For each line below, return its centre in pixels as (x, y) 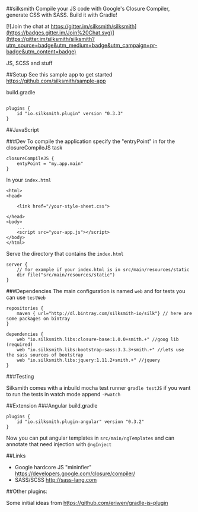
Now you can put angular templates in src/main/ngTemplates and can (90, 438)
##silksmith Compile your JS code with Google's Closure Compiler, (88, 9)
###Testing (20, 376)
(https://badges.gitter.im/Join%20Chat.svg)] (60, 33)
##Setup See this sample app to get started (59, 74)
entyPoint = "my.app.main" (50, 164)
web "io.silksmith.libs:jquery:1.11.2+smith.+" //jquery (89, 360)
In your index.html (29, 180)
